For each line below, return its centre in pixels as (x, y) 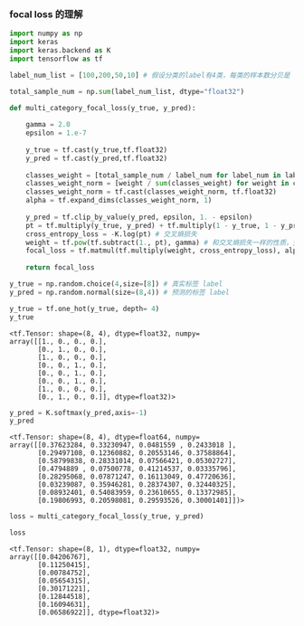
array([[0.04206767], (50, 557)
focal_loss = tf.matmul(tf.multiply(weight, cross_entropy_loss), (153, 251)
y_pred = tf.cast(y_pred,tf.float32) (97, 158)
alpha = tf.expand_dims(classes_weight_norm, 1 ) (119, 201)
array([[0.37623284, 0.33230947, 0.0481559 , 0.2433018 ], (123, 445)
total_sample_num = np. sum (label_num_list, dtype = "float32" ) (127, 91)
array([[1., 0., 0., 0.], (58, 341)
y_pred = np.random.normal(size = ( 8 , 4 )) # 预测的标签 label (119, 292)
